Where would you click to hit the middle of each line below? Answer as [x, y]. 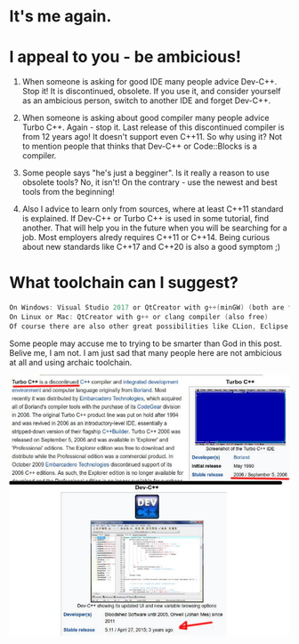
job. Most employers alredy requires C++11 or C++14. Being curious [146, 237]
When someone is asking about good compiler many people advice [145, 118]
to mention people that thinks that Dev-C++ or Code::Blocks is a [140, 146]
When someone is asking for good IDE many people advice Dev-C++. [149, 82]
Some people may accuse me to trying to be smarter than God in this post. [146, 343]
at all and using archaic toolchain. [71, 362]
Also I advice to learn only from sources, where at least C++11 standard [153, 209]
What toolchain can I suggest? [124, 283]
